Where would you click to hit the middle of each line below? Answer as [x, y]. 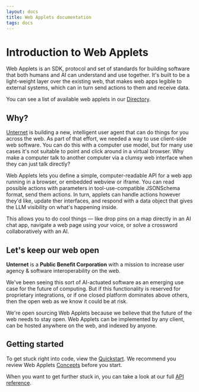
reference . [19, 382]
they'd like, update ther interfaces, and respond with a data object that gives [99, 201]
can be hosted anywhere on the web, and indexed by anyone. [82, 325]
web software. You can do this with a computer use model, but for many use [99, 145]
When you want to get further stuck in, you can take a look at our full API [95, 377]
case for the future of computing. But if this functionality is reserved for [94, 288]
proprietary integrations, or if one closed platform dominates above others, [98, 295]
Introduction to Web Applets [77, 52]
